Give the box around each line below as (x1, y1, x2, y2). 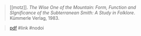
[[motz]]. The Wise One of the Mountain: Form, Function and (9, 5, 136, 10)
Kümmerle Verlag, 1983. (9, 15, 60, 21)
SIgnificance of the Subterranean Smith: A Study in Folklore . (9, 10, 135, 16)
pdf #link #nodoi (9, 25, 44, 31)
